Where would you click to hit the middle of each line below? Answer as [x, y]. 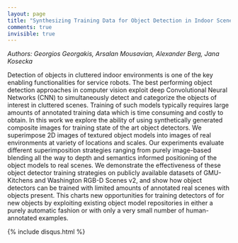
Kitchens [20, 181]
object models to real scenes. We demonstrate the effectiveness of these [114, 165]
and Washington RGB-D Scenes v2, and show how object [118, 181]
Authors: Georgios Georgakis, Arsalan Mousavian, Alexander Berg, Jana [113, 54]
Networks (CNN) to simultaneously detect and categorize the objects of [112, 98]
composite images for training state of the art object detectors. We [104, 128]
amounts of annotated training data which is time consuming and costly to [115, 113]
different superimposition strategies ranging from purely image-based [109, 150]
